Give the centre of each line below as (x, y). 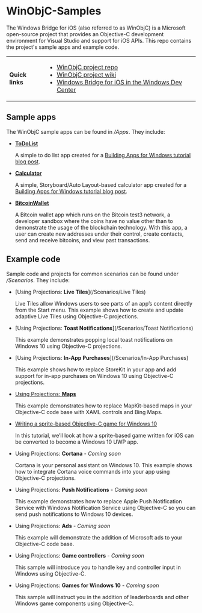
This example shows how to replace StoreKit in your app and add (96, 369)
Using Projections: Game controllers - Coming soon (79, 555)
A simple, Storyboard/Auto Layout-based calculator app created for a (101, 184)
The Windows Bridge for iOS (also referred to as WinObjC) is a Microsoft (96, 28)
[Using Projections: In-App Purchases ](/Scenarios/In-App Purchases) (102, 357)
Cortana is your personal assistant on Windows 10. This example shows (103, 465)
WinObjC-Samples (54, 11)
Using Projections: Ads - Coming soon (63, 526)
